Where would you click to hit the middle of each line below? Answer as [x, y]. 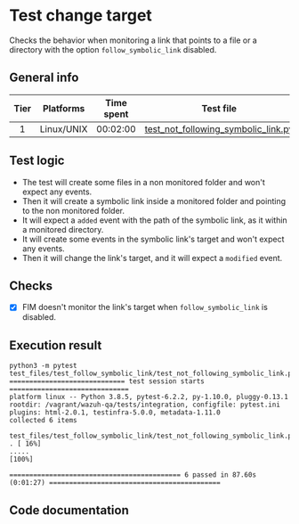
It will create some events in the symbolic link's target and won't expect [153, 239]
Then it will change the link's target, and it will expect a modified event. [152, 258]
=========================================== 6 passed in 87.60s [133, 475]
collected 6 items [43, 421]
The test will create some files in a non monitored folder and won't [143, 182]
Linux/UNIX [64, 128]
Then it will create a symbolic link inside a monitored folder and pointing [154, 201]
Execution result [56, 345]
